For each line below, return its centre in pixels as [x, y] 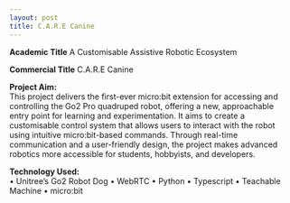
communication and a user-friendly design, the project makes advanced [144, 144]
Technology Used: [44, 171]
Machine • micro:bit [47, 190]
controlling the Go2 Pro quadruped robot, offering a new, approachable [141, 106]
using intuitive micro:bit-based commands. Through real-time [124, 134]
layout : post [34, 18]
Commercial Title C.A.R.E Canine [71, 69]
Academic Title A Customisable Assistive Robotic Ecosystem [123, 51]
